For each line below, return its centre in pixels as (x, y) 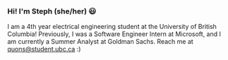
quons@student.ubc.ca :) (44, 49)
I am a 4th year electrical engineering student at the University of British (112, 27)
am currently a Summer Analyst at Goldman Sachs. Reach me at (101, 42)
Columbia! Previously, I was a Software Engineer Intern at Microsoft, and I (114, 34)
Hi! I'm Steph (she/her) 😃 (52, 11)
